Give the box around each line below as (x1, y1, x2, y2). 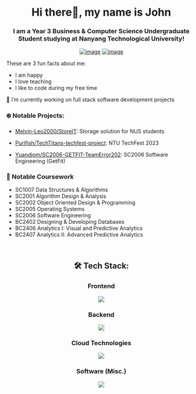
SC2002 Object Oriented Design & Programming (14, 199, 136, 206)
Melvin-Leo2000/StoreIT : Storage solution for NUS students (14, 127, 165, 135)
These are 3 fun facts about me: (6, 60, 86, 67)
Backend (88, 310, 115, 319)
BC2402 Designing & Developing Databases (14, 218, 125, 226)
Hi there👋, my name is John (31, 5, 171, 19)
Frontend (87, 282, 115, 290)
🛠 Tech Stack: (73, 261, 130, 271)
